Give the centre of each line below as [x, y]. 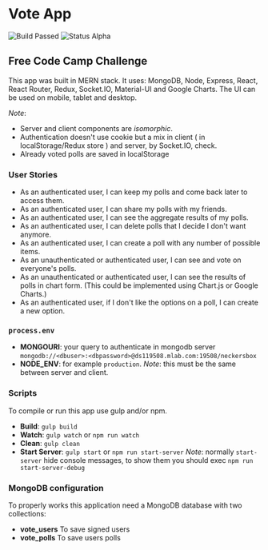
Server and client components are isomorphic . [96, 128]
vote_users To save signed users [75, 529]
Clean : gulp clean [50, 443]
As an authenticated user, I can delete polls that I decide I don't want [133, 226]
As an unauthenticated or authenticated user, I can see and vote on [130, 260]
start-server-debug [52, 468]
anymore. [36, 235]
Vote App [40, 14]
